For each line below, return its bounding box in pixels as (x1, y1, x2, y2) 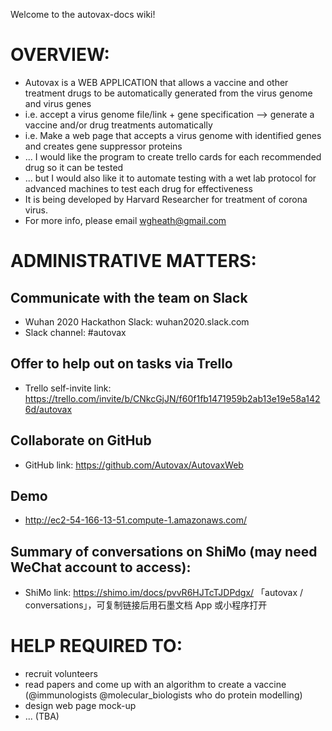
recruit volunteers (24, 668, 98, 680)
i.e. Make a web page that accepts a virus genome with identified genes (24, 129, 322, 141)
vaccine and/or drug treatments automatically (24, 119, 213, 131)
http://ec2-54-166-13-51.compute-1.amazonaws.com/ (24, 514, 248, 526)
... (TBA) (24, 710, 60, 723)
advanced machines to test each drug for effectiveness (24, 182, 253, 194)
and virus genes (24, 97, 92, 109)
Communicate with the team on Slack (10, 289, 248, 306)
